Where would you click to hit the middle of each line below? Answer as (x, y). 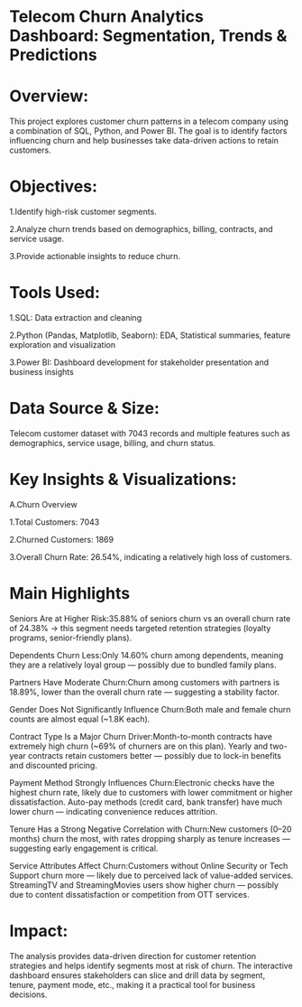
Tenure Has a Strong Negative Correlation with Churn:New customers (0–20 (151, 829)
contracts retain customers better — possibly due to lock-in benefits (155, 755)
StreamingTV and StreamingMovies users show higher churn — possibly (144, 885)
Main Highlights (70, 594)
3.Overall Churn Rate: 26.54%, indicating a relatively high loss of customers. (151, 556)
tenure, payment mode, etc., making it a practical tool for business (133, 984)
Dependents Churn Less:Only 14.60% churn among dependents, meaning (146, 655)
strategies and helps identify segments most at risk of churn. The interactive (151, 965)
